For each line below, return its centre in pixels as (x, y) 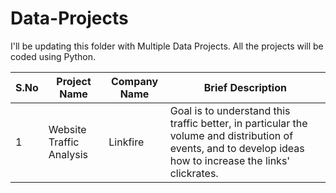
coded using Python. (53, 56)
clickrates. (194, 173)
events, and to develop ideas (237, 148)
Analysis (68, 154)
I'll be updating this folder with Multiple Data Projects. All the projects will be (167, 46)
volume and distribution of (231, 135)
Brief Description (245, 87)
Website (67, 129)
